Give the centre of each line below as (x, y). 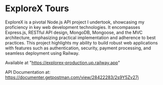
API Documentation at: (28, 72)
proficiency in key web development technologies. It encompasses (73, 27)
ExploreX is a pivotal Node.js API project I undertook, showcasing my (75, 22)
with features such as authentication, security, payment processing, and (78, 48)
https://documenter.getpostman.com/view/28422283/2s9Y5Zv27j (72, 77)
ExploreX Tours (37, 9)
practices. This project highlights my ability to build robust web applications (81, 42)
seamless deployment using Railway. (42, 53)
